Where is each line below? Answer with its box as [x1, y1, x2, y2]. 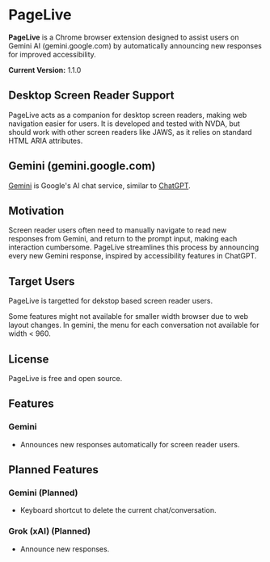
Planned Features [8, 463, 99, 477]
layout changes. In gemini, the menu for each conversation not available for [8, 321, 259, 330]
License [8, 352, 49, 366]
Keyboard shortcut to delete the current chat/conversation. [19, 505, 217, 515]
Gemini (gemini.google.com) [8, 159, 156, 173]
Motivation [8, 203, 65, 217]
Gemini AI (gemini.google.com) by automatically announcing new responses [8, 40, 263, 50]
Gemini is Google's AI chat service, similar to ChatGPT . [8, 180, 192, 191]
